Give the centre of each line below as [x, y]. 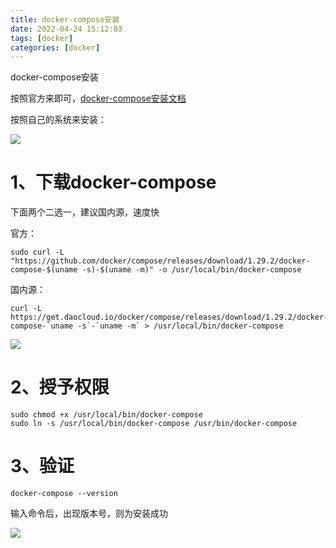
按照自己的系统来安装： [58, 120]
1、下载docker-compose [113, 182]
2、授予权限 [60, 387]
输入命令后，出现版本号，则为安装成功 [89, 513]
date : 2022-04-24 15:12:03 [66, 29]
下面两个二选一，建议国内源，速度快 [85, 212]
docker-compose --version [64, 494]
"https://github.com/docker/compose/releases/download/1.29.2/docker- [160, 261]
